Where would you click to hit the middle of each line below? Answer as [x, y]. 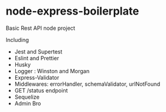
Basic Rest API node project [40, 28]
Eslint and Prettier [36, 58]
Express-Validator [37, 77]
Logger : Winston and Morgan [52, 71]
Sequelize [27, 97]
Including [17, 40]
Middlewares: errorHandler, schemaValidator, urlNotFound [87, 84]
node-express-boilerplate [72, 11]
